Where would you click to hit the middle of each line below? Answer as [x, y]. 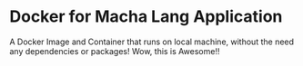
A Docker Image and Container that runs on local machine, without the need [151, 42]
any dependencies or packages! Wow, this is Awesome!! [115, 51]
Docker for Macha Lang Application [146, 17]
